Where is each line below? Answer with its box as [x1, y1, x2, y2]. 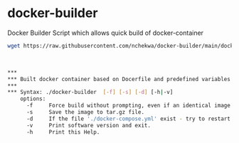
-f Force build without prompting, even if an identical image [26, 102, 231, 110]
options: [20, 95, 46, 102]
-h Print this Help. [26, 128, 100, 136]
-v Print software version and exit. [26, 122, 152, 129]
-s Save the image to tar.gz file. [26, 109, 144, 116]
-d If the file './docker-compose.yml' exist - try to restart [26, 115, 231, 122]
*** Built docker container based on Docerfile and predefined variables [7, 75, 231, 83]
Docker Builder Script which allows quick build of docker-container [7, 28, 204, 37]
